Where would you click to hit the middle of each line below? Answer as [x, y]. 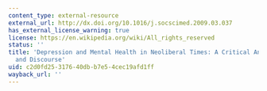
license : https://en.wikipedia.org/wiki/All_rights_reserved [112, 38]
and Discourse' [41, 60]
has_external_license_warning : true [69, 30]
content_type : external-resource [64, 15]
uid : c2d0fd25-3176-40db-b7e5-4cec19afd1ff [81, 67]
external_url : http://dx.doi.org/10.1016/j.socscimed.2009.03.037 [120, 23]
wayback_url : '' [35, 74]
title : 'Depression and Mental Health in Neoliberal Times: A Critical [129, 52]
